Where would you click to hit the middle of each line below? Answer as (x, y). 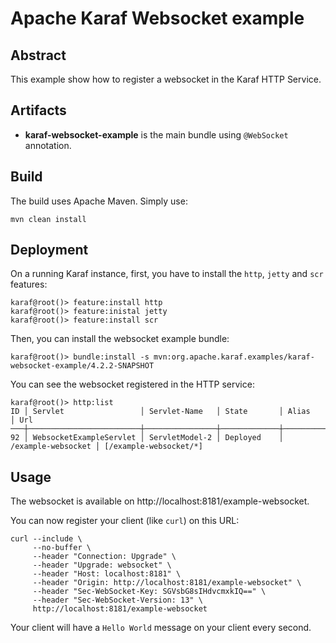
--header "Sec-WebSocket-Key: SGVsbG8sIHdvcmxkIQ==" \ (149, 592)
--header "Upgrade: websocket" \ (102, 565)
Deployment (49, 250)
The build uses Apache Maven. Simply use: (99, 201)
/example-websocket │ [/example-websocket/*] (106, 447)
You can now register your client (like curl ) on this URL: (125, 521)
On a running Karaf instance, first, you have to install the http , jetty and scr (167, 274)
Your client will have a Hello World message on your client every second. (161, 628)
